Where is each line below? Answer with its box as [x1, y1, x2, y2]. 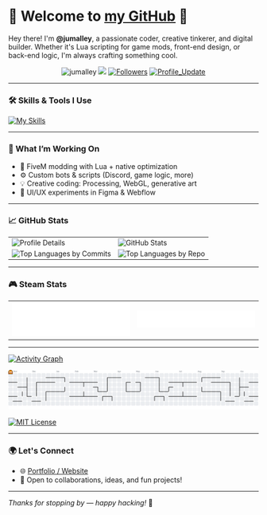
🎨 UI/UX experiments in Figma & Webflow [19, 187, 157, 197]
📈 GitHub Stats [8, 215, 69, 226]
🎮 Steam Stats [8, 279, 68, 290]
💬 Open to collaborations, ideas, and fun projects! [19, 475, 183, 485]
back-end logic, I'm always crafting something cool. [8, 50, 178, 60]
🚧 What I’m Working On [8, 143, 100, 155]
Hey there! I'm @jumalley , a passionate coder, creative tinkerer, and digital [8, 33, 253, 43]
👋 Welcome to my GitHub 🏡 [8, 7, 188, 26]
